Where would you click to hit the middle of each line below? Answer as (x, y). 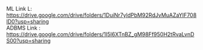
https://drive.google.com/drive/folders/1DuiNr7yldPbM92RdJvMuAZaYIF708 (101, 15)
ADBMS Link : (23, 28)
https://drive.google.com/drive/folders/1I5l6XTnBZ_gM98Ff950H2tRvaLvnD (101, 34)
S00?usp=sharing (28, 41)
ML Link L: (19, 9)
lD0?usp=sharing (28, 21)
